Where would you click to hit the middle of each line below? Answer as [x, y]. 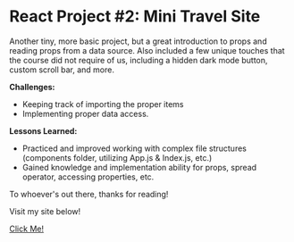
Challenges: [32, 87]
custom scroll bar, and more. [62, 70]
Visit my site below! [45, 211]
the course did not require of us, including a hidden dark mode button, [139, 60]
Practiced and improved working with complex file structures [134, 148]
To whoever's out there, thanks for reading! [89, 194]
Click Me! [27, 229]
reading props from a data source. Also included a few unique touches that [147, 50]
